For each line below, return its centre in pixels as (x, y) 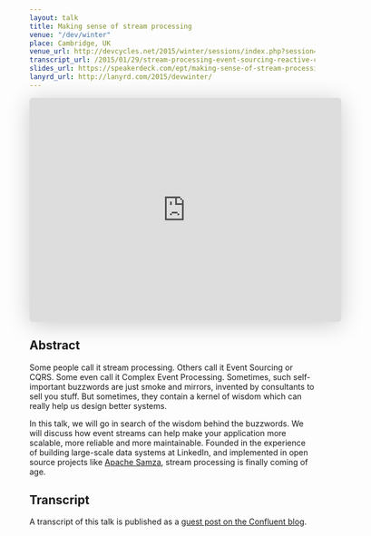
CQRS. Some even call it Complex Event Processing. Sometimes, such (161, 376)
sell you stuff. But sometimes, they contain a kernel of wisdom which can (166, 396)
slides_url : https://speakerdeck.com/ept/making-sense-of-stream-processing (178, 69)
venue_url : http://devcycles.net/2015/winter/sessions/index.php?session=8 (176, 52)
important (48, 386)
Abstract (55, 346)
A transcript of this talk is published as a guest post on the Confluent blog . (168, 521)
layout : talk (54, 18)
